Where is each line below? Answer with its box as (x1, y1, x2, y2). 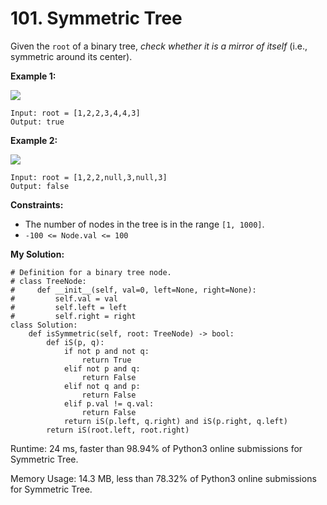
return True (81, 355, 132, 365)
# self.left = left (10, 302, 128, 312)
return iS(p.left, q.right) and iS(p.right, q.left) (63, 416, 288, 426)
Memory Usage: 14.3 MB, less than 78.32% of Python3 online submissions (10, 472, 317, 484)
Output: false (10, 181, 70, 191)
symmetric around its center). (10, 50, 133, 62)
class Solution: (10, 320, 78, 330)
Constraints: (10, 198, 64, 211)
